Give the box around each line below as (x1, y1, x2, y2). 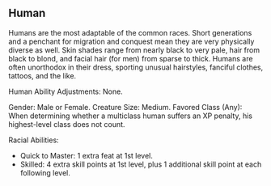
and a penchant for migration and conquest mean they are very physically (8, 36, 255, 46)
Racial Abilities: (8, 135, 59, 145)
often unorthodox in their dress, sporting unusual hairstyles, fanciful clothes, (8, 62, 264, 72)
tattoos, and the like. (8, 70, 77, 80)
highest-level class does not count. (8, 119, 125, 129)
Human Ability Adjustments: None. (8, 87, 123, 96)
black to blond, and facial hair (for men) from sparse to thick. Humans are (8, 53, 253, 63)
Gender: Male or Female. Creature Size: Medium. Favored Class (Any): (8, 102, 243, 112)
